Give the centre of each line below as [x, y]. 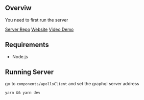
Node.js [20, 56]
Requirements [27, 45]
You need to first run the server [37, 20]
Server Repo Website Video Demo [39, 29]
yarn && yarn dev [23, 93]
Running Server [29, 72]
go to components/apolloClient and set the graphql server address [72, 84]
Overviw [18, 8]
